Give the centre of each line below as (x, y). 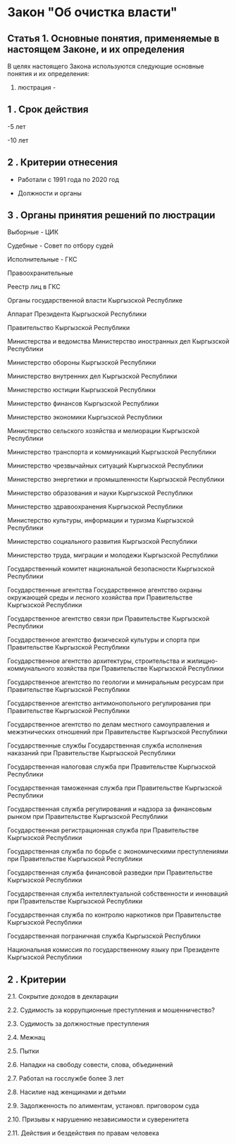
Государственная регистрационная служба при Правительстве (103, 830)
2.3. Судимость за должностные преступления (78, 1024)
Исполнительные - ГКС (42, 260)
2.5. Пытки (23, 1051)
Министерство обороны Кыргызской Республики (82, 363)
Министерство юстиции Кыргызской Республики (82, 390)
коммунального (31, 669)
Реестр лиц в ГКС (34, 287)
